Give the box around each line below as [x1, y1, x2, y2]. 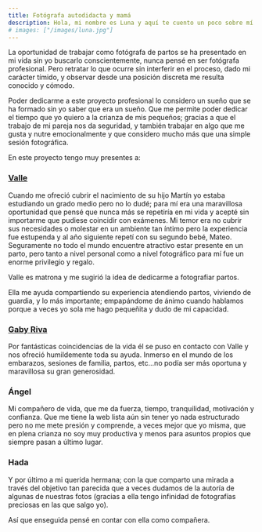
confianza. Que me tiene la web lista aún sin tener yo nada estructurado [8, 413, 240, 422]
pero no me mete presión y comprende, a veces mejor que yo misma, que [8, 421, 246, 430]
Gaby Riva [8, 323, 48, 334]
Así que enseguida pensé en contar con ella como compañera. [8, 515, 210, 524]
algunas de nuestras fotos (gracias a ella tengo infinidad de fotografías [8, 491, 236, 501]
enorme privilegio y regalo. [8, 257, 95, 267]
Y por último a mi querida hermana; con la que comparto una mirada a [8, 475, 235, 484]
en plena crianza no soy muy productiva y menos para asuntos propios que [8, 429, 252, 439]
